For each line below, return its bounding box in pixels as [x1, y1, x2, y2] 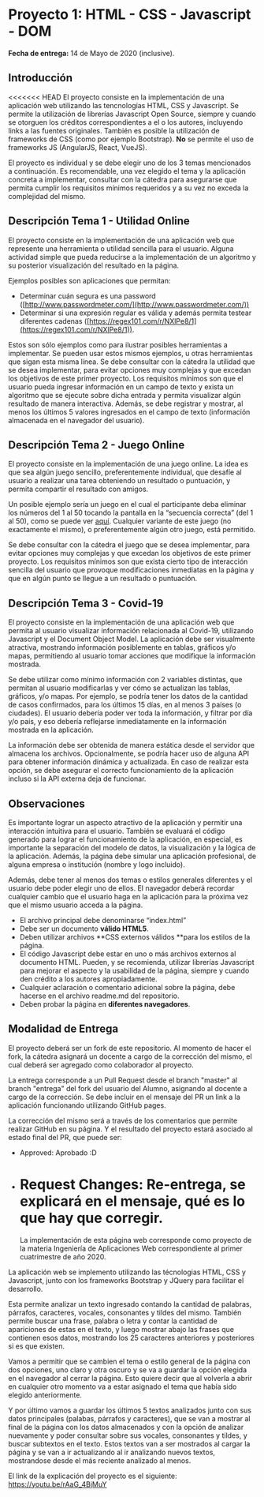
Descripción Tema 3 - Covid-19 [8, 596, 164, 610]
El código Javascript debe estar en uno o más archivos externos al [19, 949, 236, 959]
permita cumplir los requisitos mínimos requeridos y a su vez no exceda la [8, 183, 249, 193]
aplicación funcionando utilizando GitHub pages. [8, 1100, 167, 1110]
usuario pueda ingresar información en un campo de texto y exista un [8, 381, 234, 392]
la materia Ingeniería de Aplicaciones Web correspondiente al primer [19, 1244, 243, 1253]
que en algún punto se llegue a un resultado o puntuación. [8, 574, 198, 583]
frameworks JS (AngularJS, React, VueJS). [8, 142, 147, 152]
